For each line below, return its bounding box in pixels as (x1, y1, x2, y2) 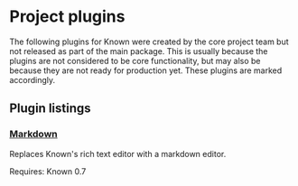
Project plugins (9, 6, 126, 27)
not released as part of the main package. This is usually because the (9, 45, 268, 56)
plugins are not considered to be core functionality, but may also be (9, 55, 261, 66)
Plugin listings (9, 101, 92, 116)
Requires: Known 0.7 (9, 165, 87, 177)
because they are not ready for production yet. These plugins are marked (9, 65, 283, 76)
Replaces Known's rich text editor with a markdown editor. (9, 148, 227, 159)
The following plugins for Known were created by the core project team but (9, 36, 289, 47)
